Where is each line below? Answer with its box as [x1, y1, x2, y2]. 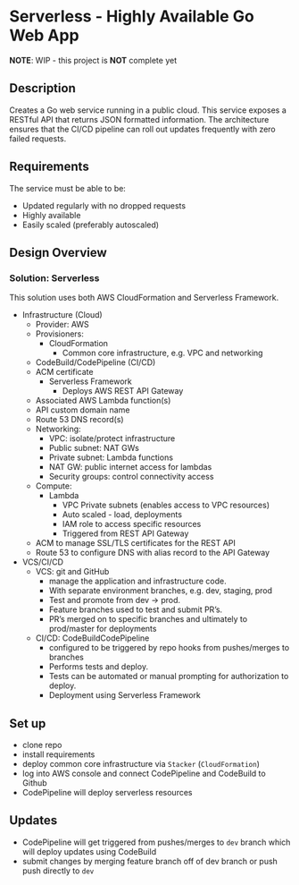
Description [9, 81, 76, 96]
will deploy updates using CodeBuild [21, 846, 157, 856]
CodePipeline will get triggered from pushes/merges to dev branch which [21, 837, 291, 847]
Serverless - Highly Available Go [9, 6, 254, 27]
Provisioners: [35, 328, 85, 339]
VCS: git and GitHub [35, 566, 110, 577]
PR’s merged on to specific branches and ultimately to [48, 614, 248, 625]
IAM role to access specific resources [62, 519, 202, 530]
